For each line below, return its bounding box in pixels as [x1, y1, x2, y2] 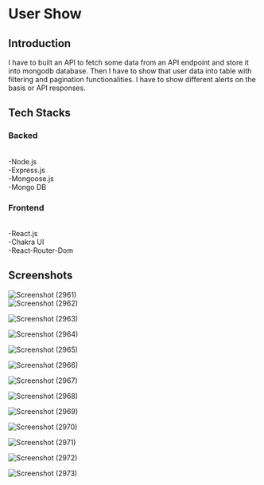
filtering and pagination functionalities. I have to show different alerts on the [8, 75, 256, 84]
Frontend [8, 202, 45, 213]
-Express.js [8, 165, 45, 175]
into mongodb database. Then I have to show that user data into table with [8, 66, 252, 76]
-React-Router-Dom [8, 245, 74, 255]
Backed [8, 130, 38, 141]
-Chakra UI [8, 237, 45, 246]
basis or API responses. [8, 83, 86, 93]
